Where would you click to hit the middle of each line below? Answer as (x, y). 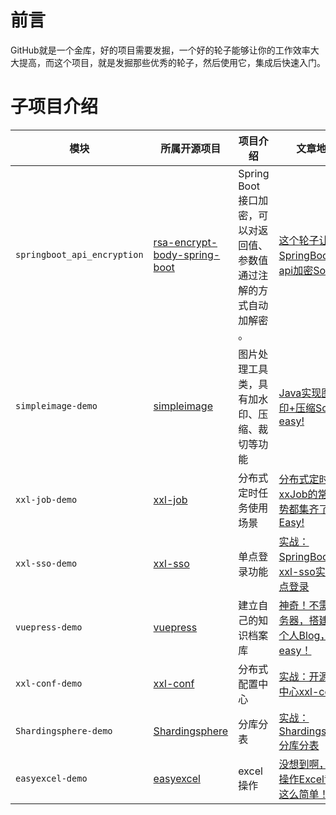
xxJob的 (298, 494)
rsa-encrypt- (185, 242)
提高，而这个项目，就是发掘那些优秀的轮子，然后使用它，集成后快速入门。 (172, 62)
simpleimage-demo (56, 405)
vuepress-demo (49, 627)
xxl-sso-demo (46, 563)
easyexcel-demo (51, 778)
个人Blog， (304, 635)
